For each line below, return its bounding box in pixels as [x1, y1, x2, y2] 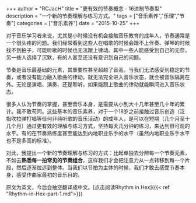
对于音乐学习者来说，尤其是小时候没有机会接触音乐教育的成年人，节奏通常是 [6, 32, 190, 39]
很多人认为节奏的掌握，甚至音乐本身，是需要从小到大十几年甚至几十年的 [6, 101, 180, 107]
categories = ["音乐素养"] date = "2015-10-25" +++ [16, 20, 140, 26]
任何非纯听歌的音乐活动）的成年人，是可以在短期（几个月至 [41, 116, 185, 122]
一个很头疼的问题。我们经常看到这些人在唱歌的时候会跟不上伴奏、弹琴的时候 [6, 40, 190, 46]
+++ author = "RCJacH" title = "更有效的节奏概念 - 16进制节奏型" [6, 5, 162, 12]
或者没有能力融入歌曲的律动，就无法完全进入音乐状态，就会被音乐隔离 [16, 73, 185, 80]
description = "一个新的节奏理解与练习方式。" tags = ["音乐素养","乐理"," [6, 12, 180, 19]
